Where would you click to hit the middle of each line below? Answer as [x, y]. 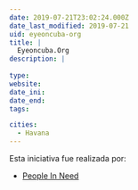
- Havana [33, 133]
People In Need [50, 176]
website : [25, 84]
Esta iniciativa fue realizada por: [68, 158]
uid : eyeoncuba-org [45, 34]
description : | [37, 59]
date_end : [28, 100]
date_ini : [28, 92]
